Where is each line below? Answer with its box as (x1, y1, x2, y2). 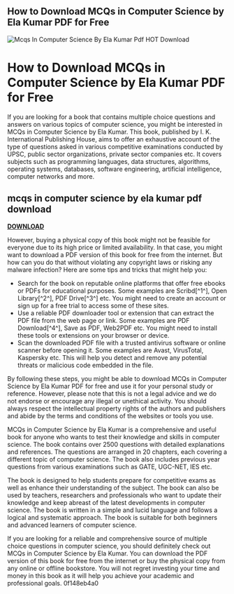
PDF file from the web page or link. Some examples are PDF (17, 316, 190, 324)
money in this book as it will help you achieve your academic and (7, 571, 194, 580)
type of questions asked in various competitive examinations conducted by (7, 142, 224, 151)
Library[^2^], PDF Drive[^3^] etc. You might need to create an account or (17, 293, 227, 302)
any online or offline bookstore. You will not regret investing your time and (7, 564, 220, 572)
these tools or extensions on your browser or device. (17, 331, 170, 339)
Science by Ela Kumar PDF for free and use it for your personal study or (7, 382, 214, 390)
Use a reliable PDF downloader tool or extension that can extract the (17, 308, 214, 317)
